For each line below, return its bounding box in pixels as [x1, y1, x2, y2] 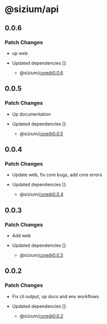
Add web [12, 232, 31, 238]
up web [12, 50, 28, 56]
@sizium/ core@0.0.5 [19, 130, 64, 137]
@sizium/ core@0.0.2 [19, 313, 64, 319]
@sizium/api [5, 4, 59, 15]
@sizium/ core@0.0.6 [19, 70, 64, 76]
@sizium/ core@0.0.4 [19, 191, 64, 197]
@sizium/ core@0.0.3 [19, 252, 64, 258]
